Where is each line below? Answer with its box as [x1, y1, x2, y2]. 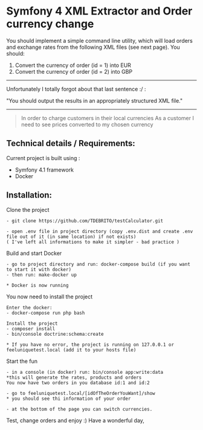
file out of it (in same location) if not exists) [6, 234, 137, 240]
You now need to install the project [6, 293, 93, 300]
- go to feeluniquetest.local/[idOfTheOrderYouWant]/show [6, 390, 155, 396]
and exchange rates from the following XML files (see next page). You [6, 43, 180, 51]
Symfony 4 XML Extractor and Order [6, 4, 193, 18]
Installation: [6, 190, 53, 201]
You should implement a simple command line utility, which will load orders [6, 37, 193, 44]
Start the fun [6, 358, 38, 365]
